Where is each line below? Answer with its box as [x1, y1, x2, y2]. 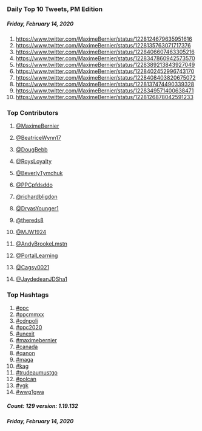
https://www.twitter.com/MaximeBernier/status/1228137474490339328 [15, 80, 195, 88]
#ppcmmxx [15, 311, 44, 318]
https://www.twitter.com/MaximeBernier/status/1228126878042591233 [15, 93, 194, 100]
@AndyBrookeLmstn [15, 240, 67, 247]
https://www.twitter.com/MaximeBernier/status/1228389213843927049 [15, 61, 195, 68]
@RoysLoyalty [15, 157, 52, 165]
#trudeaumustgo [15, 369, 58, 376]
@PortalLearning [15, 252, 58, 260]
